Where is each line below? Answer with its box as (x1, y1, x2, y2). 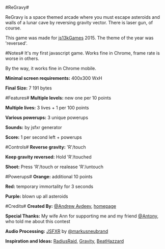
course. (5, 25, 21, 31)
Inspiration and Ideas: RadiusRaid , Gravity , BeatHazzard (5, 238, 124, 244)
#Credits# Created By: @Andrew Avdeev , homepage (5, 203, 116, 209)
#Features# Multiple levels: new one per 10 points (5, 95, 111, 101)
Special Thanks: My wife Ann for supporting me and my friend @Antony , (5, 213, 159, 219)
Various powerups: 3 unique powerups (5, 114, 88, 120)
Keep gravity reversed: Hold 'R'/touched (5, 154, 92, 160)
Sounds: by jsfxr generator (5, 124, 62, 130)
